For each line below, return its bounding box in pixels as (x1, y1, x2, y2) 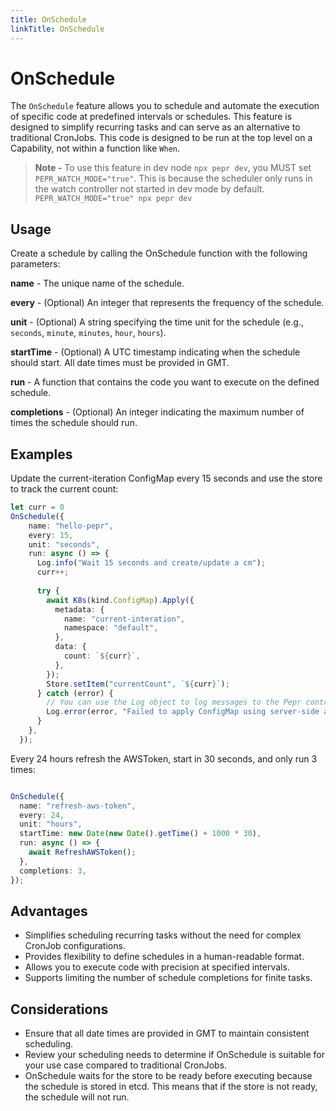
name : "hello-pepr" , (28, 521, 114, 531)
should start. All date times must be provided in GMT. (10, 357, 230, 369)
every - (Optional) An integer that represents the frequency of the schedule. (10, 297, 325, 309)
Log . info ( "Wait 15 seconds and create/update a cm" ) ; (36, 558, 267, 568)
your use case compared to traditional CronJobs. (24, 1059, 228, 1071)
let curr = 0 (10, 502, 65, 513)
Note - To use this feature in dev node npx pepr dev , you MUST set (34, 162, 312, 174)
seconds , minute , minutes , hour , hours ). (10, 327, 167, 339)
